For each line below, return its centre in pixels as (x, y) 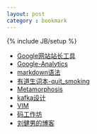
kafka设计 (32, 98)
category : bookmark (37, 21)
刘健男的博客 (35, 123)
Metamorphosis (40, 89)
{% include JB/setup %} (42, 41)
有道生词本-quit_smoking (53, 81)
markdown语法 (39, 72)
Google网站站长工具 (46, 56)
